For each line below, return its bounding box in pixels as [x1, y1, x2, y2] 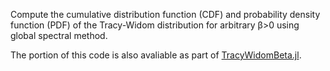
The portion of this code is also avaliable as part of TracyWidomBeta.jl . [10, 49, 302, 61]
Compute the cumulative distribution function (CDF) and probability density [10, 9, 321, 20]
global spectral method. [10, 30, 108, 41]
